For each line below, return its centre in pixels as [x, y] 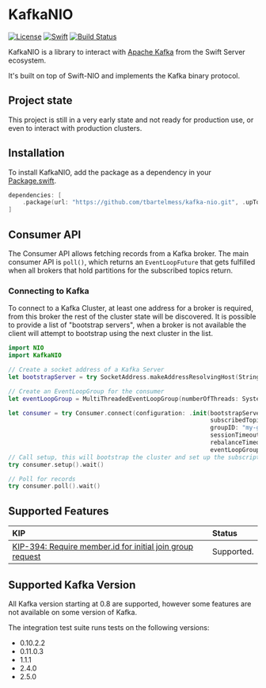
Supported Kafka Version [72, 585]
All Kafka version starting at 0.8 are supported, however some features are [130, 603]
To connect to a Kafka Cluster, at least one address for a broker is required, [131, 308]
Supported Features [59, 511]
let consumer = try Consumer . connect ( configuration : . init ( [110, 413]
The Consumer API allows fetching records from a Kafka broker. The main [129, 254]
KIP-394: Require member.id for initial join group [103, 547]
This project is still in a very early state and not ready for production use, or [131, 120]
